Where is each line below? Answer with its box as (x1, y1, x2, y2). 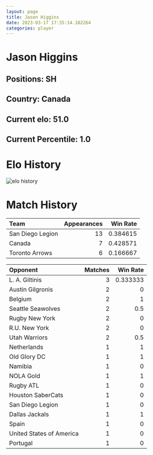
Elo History (6, 158, 61, 171)
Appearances (64, 219, 103, 227)
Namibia (9, 362, 32, 370)
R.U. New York (9, 323, 49, 331)
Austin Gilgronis (9, 285, 53, 293)
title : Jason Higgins (6, 14, 60, 20)
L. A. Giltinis (9, 275, 43, 284)
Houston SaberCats (9, 391, 64, 399)
